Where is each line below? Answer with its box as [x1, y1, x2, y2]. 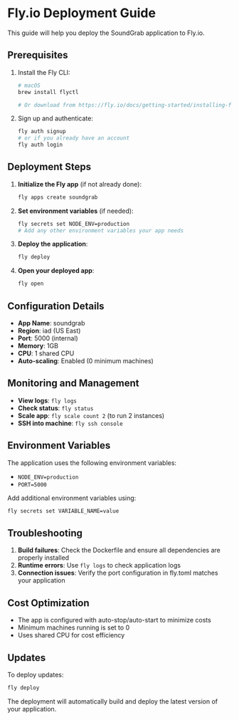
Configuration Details [7, 300, 105, 312]
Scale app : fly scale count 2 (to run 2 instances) [17, 411, 165, 419]
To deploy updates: [7, 670, 64, 679]
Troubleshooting [7, 527, 83, 539]
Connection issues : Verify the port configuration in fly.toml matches [17, 568, 218, 578]
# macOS [17, 82, 41, 89]
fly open [17, 280, 44, 288]
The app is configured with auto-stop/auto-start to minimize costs [17, 616, 211, 625]
